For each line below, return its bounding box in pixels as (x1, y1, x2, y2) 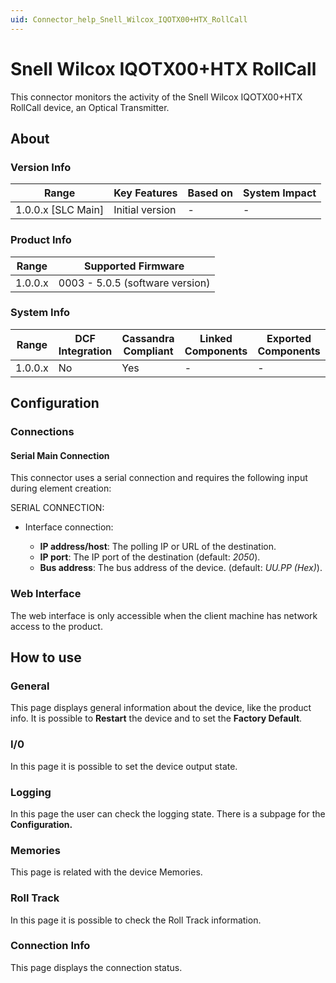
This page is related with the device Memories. (10, 866, 203, 878)
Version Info (10, 160, 72, 174)
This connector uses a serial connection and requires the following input (10, 472, 308, 484)
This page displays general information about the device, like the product (10, 702, 312, 714)
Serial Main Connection (10, 449, 110, 461)
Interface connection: (24, 521, 114, 533)
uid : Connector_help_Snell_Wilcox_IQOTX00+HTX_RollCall (10, 14, 248, 25)
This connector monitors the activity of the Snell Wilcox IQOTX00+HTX (10, 91, 303, 103)
